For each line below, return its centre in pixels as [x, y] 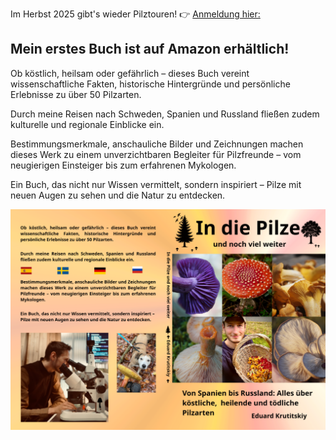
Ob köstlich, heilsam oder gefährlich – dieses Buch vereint [130, 73]
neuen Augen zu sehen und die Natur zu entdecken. [118, 195]
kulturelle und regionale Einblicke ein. [87, 124]
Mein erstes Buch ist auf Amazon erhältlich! [150, 49]
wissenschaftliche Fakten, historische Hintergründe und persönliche [150, 84]
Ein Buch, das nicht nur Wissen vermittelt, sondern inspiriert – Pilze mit [156, 184]
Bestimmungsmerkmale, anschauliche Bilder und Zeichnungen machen [157, 144]
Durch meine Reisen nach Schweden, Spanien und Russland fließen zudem [165, 114]
